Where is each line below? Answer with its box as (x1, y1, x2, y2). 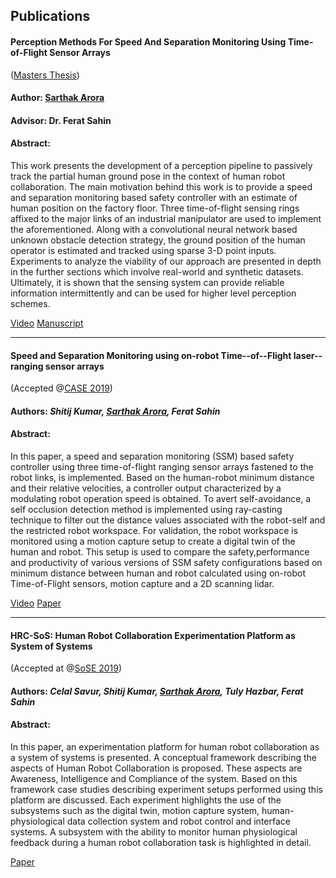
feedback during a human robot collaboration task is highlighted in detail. (10, 836, 312, 848)
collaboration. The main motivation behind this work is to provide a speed (10, 180, 313, 193)
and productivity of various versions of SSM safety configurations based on (10, 556, 323, 568)
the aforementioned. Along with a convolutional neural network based (10, 223, 298, 235)
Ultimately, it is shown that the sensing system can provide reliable (10, 276, 285, 288)
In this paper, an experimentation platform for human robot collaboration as (10, 740, 320, 753)
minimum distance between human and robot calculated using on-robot (10, 567, 306, 579)
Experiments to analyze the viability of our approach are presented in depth (10, 255, 322, 267)
